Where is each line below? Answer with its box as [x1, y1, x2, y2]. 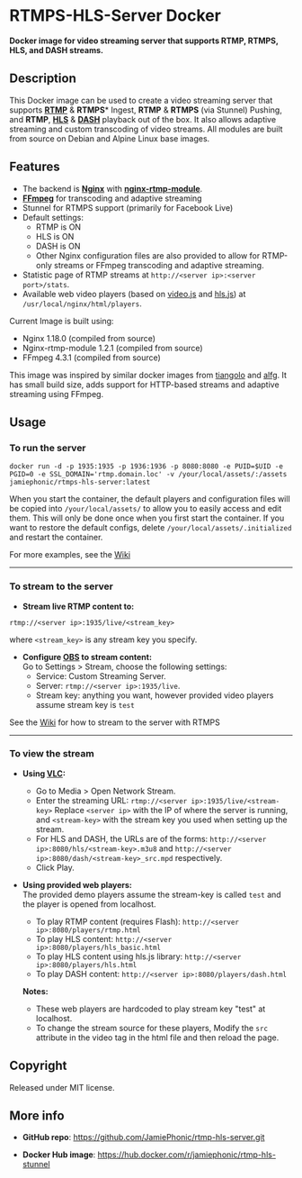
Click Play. [35, 862, 75, 873]
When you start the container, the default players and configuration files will [9, 494, 290, 504]
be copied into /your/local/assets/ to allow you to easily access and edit [9, 503, 282, 514]
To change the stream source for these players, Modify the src [35, 1022, 268, 1033]
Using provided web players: [22, 879, 132, 890]
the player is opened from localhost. [22, 898, 156, 910]
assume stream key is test [35, 699, 135, 710]
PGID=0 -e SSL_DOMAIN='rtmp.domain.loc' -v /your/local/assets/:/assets [9, 470, 288, 479]
